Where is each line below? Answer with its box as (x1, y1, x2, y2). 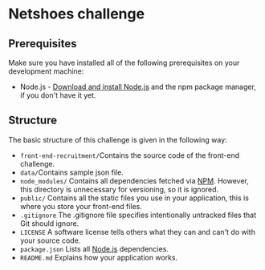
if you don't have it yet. (19, 91, 96, 100)
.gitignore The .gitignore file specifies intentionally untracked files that (19, 210, 257, 220)
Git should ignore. (19, 218, 79, 228)
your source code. (19, 236, 81, 245)
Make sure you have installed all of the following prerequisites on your (8, 58, 240, 67)
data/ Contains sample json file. (19, 167, 124, 177)
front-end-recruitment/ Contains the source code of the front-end (19, 150, 240, 160)
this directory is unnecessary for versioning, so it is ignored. (19, 184, 219, 194)
